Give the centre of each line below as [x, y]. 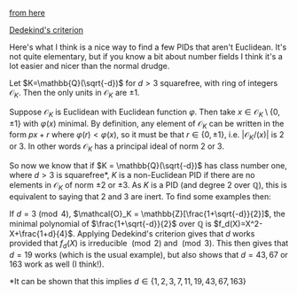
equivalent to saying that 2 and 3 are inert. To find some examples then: [141, 196]
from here [27, 13]
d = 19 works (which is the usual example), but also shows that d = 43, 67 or [148, 254]
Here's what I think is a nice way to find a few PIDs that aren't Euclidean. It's [148, 47]
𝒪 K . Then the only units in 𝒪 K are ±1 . [74, 94]
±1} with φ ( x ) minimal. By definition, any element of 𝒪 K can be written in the [147, 124]
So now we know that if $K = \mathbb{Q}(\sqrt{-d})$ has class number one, [148, 165]
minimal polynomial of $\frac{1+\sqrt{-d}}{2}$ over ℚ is [110, 223]
